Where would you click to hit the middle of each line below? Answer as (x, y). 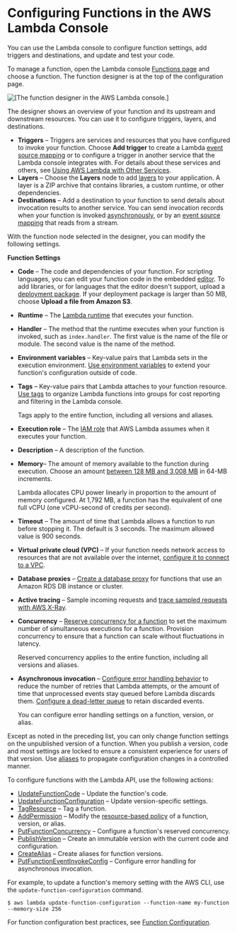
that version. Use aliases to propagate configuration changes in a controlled (118, 758)
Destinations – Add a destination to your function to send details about (121, 200)
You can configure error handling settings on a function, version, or (116, 714)
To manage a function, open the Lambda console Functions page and (109, 69)
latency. (29, 643)
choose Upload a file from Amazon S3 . (75, 301)
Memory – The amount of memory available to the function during (113, 463)
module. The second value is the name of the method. (96, 344)
